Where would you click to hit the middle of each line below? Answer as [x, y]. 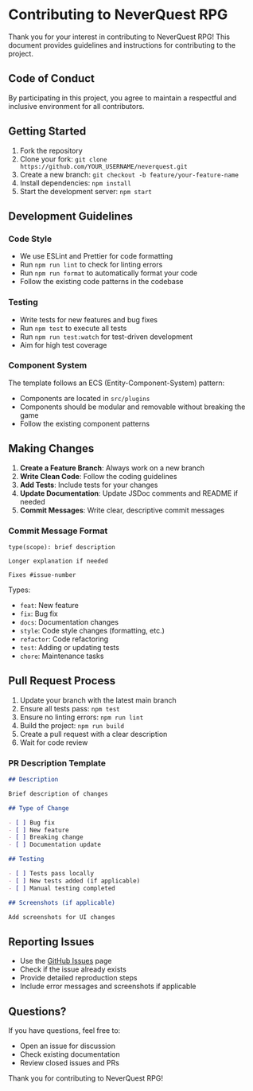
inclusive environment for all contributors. [76, 106]
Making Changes [51, 448]
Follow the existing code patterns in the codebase [101, 282]
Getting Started [47, 132]
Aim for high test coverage [63, 345]
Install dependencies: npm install [75, 183]
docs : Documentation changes [69, 621]
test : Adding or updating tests [69, 647]
